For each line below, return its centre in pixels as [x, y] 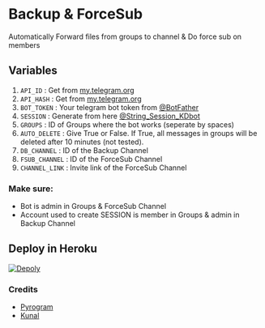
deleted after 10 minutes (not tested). [82, 142]
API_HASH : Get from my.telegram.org [81, 99]
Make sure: [31, 189]
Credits [23, 289]
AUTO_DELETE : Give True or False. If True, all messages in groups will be [139, 133]
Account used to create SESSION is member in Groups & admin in [130, 215]
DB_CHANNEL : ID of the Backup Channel [84, 150]
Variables [33, 71]
